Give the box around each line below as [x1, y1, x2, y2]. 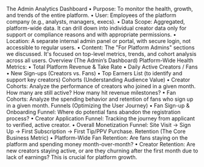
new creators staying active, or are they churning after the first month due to [6, 147, 199, 154]
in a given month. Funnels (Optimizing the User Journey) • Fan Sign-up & [6, 102, 190, 109]
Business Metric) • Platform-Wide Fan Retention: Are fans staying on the [6, 134, 188, 141]
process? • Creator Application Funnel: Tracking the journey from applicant [6, 115, 195, 122]
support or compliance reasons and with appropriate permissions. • [6, 31, 177, 38]
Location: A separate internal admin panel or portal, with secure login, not [6, 38, 191, 44]
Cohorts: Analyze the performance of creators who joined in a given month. [6, 83, 196, 90]
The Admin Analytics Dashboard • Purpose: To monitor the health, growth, [6, 5, 193, 12]
